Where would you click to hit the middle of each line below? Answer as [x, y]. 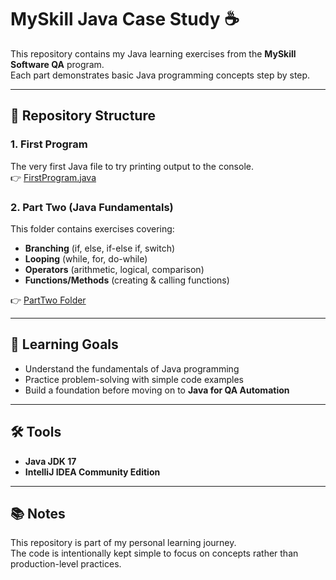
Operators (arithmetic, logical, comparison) [114, 269]
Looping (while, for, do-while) [86, 258]
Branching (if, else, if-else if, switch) [100, 248]
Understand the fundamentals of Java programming [132, 368]
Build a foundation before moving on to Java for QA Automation [157, 390]
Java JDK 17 [50, 461]
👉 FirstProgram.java [53, 177]
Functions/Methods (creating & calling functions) [127, 280]
